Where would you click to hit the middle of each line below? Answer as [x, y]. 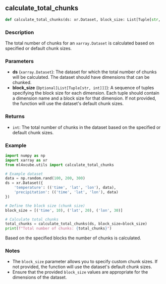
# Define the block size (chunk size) [45, 206]
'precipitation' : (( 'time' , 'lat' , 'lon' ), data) [66, 192]
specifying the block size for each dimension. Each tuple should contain [86, 93]
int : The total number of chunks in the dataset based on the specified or [86, 127]
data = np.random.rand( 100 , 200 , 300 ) [45, 178]
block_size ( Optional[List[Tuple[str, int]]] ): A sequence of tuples [83, 88]
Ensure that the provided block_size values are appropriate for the [80, 272]
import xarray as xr [27, 160]
